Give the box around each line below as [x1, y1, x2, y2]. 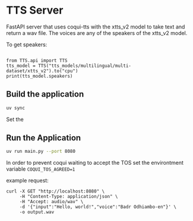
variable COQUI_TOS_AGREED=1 [6, 165, 75, 172]
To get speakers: [6, 41, 48, 48]
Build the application [6, 89, 84, 100]
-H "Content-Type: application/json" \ [19, 194, 118, 200]
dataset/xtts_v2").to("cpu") [6, 68, 78, 74]
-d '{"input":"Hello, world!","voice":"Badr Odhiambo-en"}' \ [19, 204, 177, 210]
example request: [6, 177, 49, 184]
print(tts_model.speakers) [6, 73, 73, 79]
